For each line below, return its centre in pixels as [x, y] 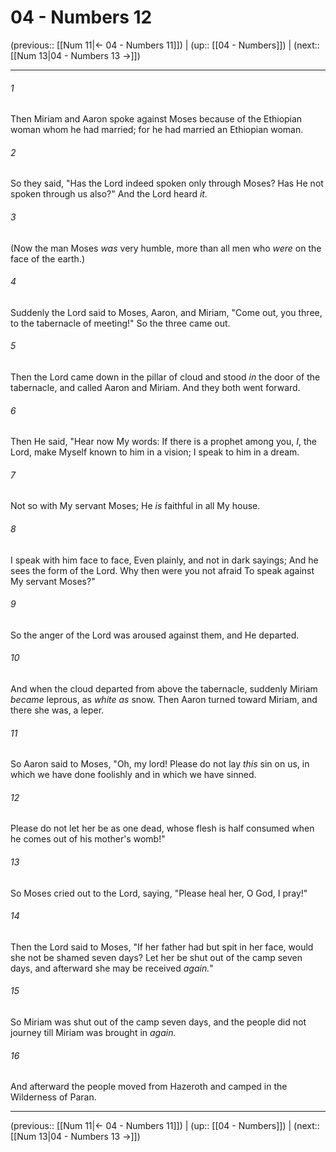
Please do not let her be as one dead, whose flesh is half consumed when [162, 828]
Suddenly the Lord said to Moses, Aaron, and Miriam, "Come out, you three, [166, 312]
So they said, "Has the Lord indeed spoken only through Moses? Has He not [167, 183]
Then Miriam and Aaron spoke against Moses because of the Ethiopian [156, 119]
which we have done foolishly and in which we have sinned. [133, 775]
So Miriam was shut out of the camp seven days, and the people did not [158, 1022]
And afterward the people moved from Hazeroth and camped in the [149, 1087]
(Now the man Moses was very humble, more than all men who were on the [166, 248]
